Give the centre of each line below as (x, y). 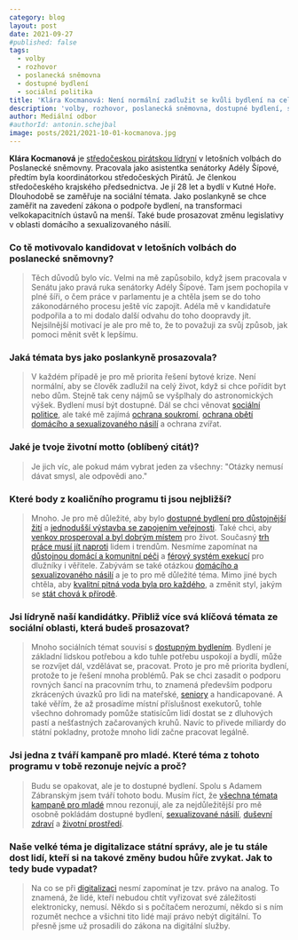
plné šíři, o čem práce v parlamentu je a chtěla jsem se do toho (146, 297)
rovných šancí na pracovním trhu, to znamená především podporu (152, 685)
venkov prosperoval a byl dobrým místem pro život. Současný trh (150, 538)
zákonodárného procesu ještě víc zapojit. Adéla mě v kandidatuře (151, 307)
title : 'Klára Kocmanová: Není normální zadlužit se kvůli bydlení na (142, 100)
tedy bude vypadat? (53, 869)
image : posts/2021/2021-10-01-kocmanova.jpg (93, 133)
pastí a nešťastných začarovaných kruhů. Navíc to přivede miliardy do (158, 723)
